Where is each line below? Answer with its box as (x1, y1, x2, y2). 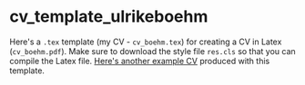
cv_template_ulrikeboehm (9, 6, 208, 27)
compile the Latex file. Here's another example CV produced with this (9, 55, 270, 66)
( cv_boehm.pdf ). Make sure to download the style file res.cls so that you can (9, 45, 296, 56)
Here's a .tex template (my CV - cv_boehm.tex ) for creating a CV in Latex (9, 36, 282, 47)
